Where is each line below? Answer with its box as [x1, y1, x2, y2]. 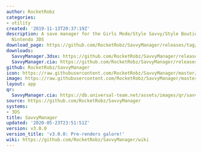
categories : [6, 14, 36, 20]
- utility [6, 20, 31, 26]
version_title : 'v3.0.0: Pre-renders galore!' [6, 131, 125, 138]
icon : [6, 70, 20, 76]
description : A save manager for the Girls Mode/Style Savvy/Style [6, 31, 179, 37]
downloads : [6, 48, 34, 54]
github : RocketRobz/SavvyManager [6, 64, 90, 71]
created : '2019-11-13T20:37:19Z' [6, 25, 90, 32]
